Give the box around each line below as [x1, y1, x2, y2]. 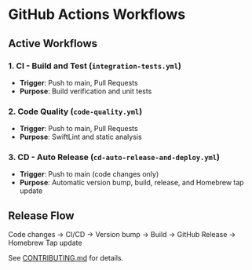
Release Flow [8, 209, 75, 222]
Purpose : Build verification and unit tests [19, 86, 152, 96]
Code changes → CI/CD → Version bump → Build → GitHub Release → [8, 230, 236, 239]
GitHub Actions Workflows [8, 5, 186, 24]
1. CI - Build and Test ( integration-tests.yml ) [8, 60, 182, 71]
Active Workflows [8, 37, 98, 50]
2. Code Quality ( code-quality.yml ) [8, 106, 143, 117]
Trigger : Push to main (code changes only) [19, 170, 159, 179]
